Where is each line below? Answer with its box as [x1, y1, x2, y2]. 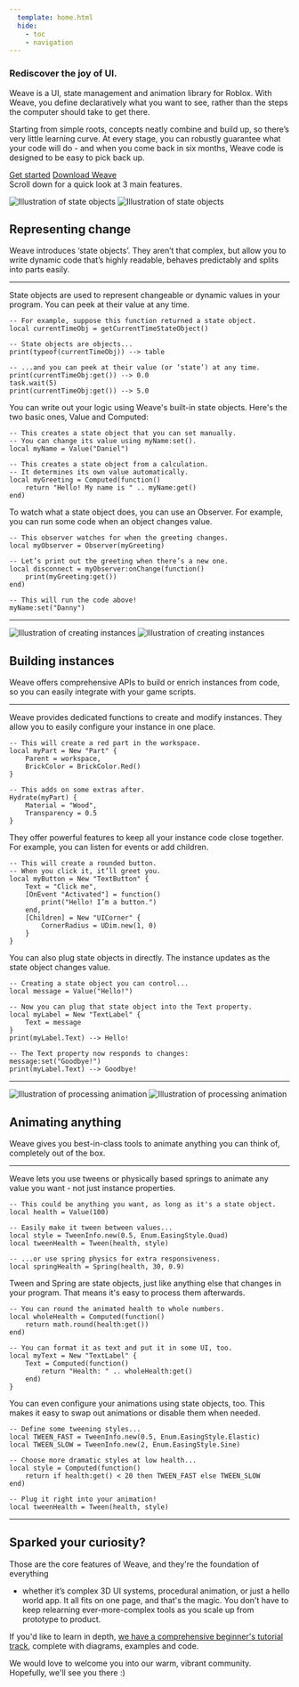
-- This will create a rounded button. [9, 859, 158, 868]
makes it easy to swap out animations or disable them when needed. [9, 1407, 261, 1418]
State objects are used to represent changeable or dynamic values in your [9, 290, 280, 301]
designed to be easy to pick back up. [9, 152, 145, 163]
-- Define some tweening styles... [9, 1424, 141, 1433]
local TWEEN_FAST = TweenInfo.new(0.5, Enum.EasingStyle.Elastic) [9, 1432, 261, 1441]
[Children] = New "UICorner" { [25, 913, 141, 922]
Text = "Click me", [25, 882, 98, 891]
